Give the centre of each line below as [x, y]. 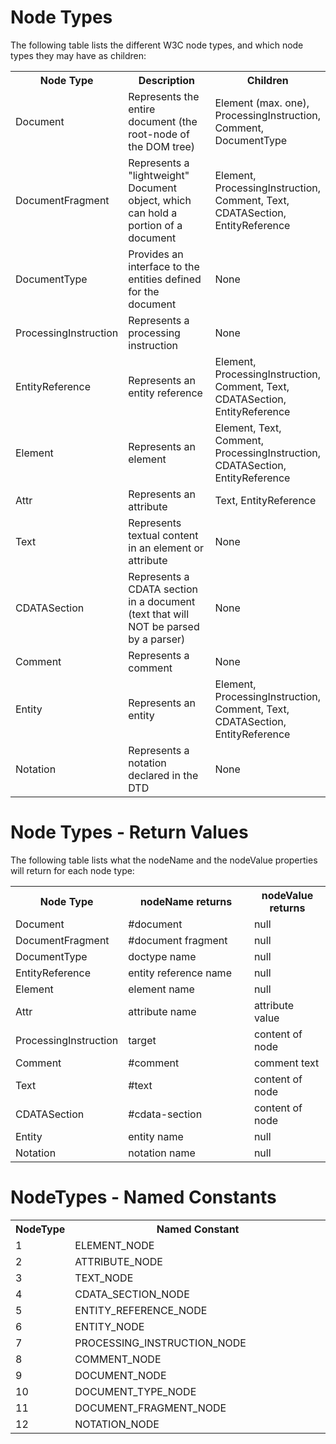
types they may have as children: [78, 55]
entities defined [165, 279]
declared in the [163, 775]
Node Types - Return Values [129, 832]
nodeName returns [186, 901]
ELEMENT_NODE [114, 1245]
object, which [160, 200]
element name [161, 989]
